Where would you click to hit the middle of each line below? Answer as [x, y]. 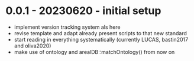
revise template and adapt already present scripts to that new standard [101, 33]
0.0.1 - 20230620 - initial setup [83, 11]
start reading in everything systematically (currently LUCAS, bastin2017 [101, 39]
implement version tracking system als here [67, 27]
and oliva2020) [33, 46]
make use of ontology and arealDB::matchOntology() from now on [94, 52]
